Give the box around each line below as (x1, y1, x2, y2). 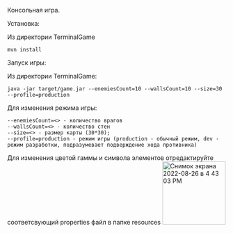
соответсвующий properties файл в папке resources (7, 218, 161, 226)
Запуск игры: (7, 58, 47, 67)
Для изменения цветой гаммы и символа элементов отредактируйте (7, 154, 214, 162)
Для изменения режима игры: (7, 104, 97, 112)
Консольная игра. (7, 6, 61, 14)
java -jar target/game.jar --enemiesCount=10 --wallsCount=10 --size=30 (7, 86, 223, 93)
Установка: (7, 19, 40, 27)
